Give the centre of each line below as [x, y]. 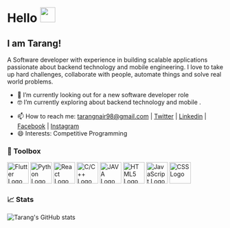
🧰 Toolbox [24, 151]
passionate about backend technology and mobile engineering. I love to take [115, 67]
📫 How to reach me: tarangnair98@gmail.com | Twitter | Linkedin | [112, 116]
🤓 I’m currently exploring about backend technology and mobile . [109, 102]
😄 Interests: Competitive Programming [72, 133]
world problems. [30, 81]
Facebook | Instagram [48, 126]
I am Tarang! [34, 43]
